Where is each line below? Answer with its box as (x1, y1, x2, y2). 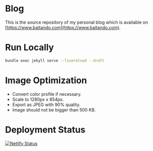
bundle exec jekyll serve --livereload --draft (5, 58, 105, 63)
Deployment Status (5, 124, 86, 135)
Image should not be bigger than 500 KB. (12, 107, 96, 113)
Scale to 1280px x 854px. (12, 96, 64, 102)
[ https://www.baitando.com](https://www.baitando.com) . (5, 24, 121, 30)
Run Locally (5, 42, 54, 53)
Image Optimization (5, 75, 87, 86)
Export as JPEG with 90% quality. (12, 102, 81, 108)
